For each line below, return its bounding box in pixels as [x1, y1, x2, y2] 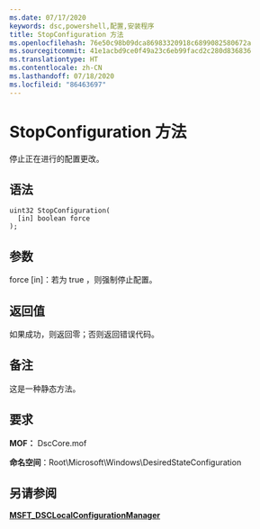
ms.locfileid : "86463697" [9, 80, 106, 89]
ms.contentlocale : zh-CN [9, 64, 103, 73]
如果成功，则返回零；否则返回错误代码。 [9, 329, 159, 339]
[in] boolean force [17, 214, 91, 223]
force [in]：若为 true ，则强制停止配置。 [9, 274, 157, 285]
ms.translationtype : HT [9, 55, 99, 64]
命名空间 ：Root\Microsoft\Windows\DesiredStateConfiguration [9, 456, 242, 468]
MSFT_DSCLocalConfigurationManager [9, 510, 161, 521]
